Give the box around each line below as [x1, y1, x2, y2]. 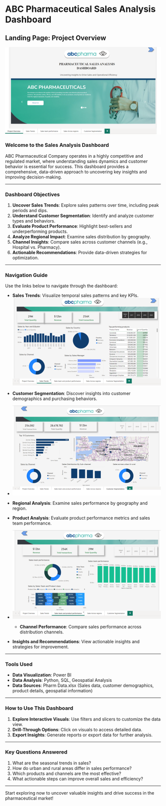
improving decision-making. [5, 174, 62, 180]
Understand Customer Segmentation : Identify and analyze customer [12, 213, 154, 219]
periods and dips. [12, 208, 48, 214]
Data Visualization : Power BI [12, 672, 72, 678]
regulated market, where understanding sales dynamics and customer [5, 158, 148, 164]
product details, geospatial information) [12, 688, 93, 694]
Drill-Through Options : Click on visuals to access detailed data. [12, 726, 142, 732]
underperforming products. [12, 228, 68, 234]
